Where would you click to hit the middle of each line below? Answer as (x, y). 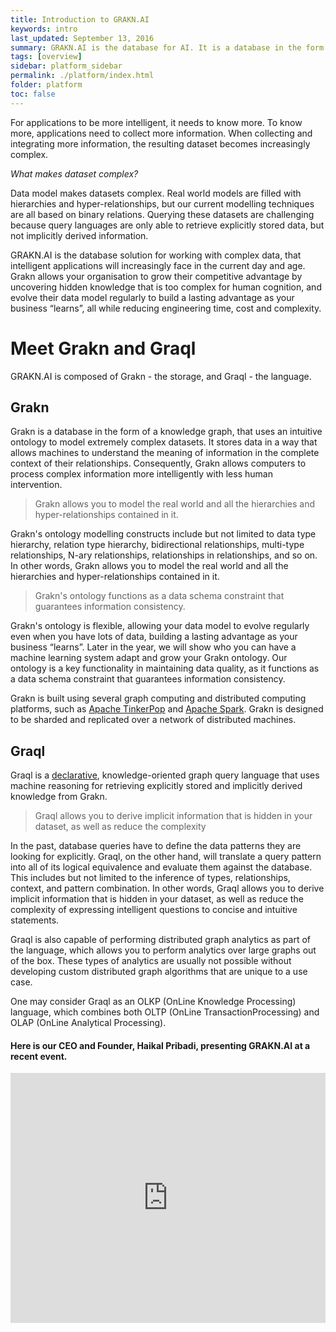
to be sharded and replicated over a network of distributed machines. (153, 720)
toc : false (33, 94)
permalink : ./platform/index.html (82, 76)
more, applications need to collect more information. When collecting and (161, 133)
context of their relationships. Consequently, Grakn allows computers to (158, 463)
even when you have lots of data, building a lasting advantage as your (154, 637)
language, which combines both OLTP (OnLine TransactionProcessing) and (165, 1012)
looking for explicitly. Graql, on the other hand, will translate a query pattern (166, 857)
